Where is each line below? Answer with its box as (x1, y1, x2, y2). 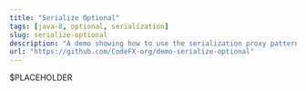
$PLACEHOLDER (9, 72, 73, 83)
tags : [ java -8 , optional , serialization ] (9, 22, 169, 31)
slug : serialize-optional (9, 30, 107, 39)
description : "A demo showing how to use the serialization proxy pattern (9, 38, 300, 48)
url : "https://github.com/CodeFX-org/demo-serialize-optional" (9, 47, 255, 56)
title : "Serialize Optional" (9, 13, 120, 23)
